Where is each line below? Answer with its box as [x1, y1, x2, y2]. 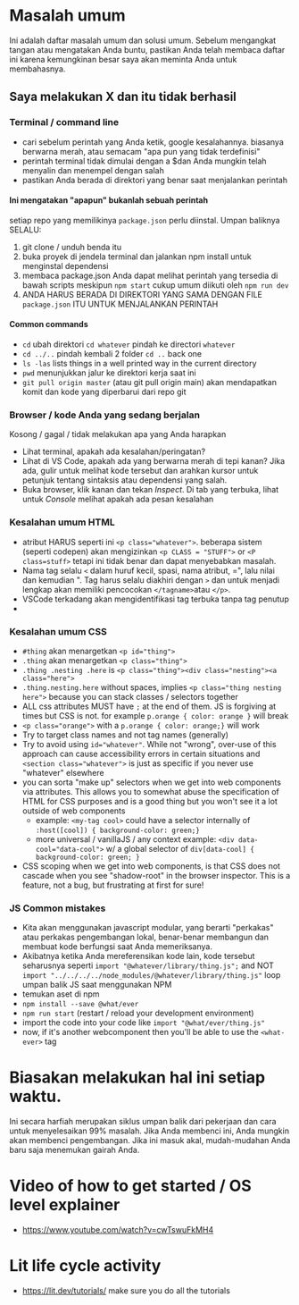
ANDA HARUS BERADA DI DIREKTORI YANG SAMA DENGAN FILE [21, 289, 263, 299]
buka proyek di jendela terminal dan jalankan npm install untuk [21, 251, 252, 262]
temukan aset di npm [21, 989, 100, 999]
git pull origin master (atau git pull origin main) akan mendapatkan [21, 377, 277, 388]
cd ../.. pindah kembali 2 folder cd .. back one [21, 349, 203, 359]
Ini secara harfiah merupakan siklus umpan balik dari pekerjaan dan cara [9, 1116, 277, 1127]
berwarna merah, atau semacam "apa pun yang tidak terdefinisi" [21, 146, 261, 156]
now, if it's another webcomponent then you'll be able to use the [21, 1027, 259, 1038]
